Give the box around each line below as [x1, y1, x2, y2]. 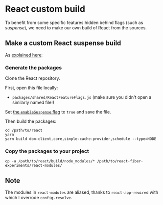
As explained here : [5, 52, 43, 58]
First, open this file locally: [5, 85, 58, 91]
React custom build [5, 3, 86, 15]
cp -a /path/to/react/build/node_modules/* [5, 159, 95, 164]
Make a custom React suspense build [5, 39, 121, 47]
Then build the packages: [5, 118, 57, 124]
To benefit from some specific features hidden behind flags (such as [5, 20, 143, 25]
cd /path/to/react [5, 128, 43, 133]
